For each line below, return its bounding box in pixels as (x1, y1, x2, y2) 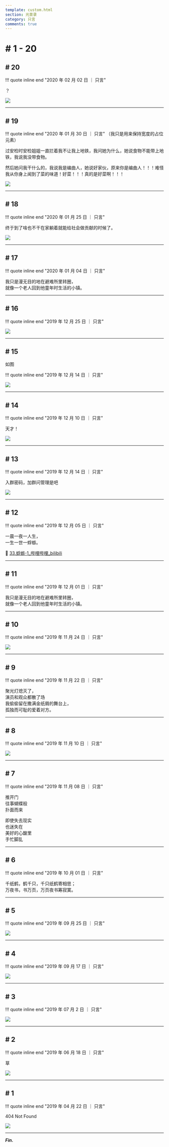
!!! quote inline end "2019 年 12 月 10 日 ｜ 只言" (5, 415, 103, 421)
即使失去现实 (5, 817, 32, 823)
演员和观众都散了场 (5, 694, 45, 700)
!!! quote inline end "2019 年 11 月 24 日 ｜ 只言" (5, 634, 103, 640)
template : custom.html (5, 7, 53, 13)
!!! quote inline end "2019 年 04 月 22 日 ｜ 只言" (5, 1103, 105, 1109)
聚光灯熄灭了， (5, 688, 36, 694)
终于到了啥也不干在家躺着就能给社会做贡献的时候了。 (5, 224, 116, 230)
